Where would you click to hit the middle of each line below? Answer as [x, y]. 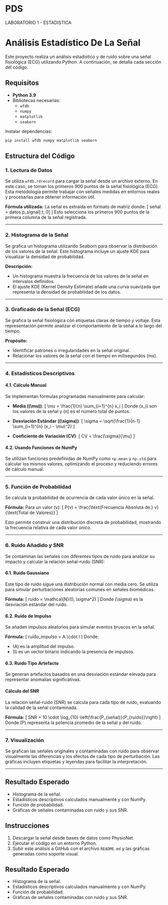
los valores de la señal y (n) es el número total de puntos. [71, 411]
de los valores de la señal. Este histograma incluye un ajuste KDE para [77, 251]
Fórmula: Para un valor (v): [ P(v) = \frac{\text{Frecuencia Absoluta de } [79, 507]
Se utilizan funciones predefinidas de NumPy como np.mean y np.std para [81, 458]
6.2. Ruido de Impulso [28, 616]
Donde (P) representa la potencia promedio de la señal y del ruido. [74, 722]
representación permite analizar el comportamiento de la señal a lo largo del [83, 325]
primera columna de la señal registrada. [46, 217]
